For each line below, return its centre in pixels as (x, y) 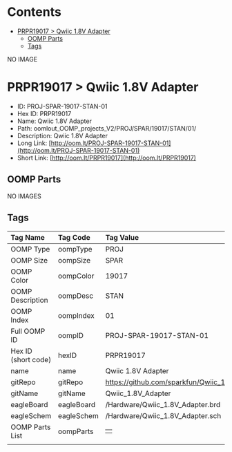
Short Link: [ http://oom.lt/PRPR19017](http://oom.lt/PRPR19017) (107, 158)
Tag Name (28, 237)
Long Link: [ (34, 143)
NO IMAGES (24, 196)
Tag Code (74, 237)
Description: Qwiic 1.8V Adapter (62, 135)
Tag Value (122, 237)
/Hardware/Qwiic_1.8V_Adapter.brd (163, 404)
